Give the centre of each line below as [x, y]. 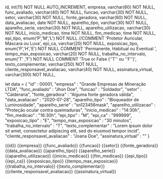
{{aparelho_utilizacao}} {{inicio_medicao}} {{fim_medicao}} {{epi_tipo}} [76, 156]
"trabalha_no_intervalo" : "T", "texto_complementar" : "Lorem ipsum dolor [79, 126]
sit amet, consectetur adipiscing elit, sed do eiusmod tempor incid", [72, 131]
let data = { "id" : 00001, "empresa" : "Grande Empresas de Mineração [75, 84]
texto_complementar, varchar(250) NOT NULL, [52, 64]
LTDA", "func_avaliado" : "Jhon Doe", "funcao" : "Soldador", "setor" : [73, 89]
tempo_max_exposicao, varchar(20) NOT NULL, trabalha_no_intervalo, [76, 54]
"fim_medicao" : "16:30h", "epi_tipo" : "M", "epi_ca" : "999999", [69, 115]
